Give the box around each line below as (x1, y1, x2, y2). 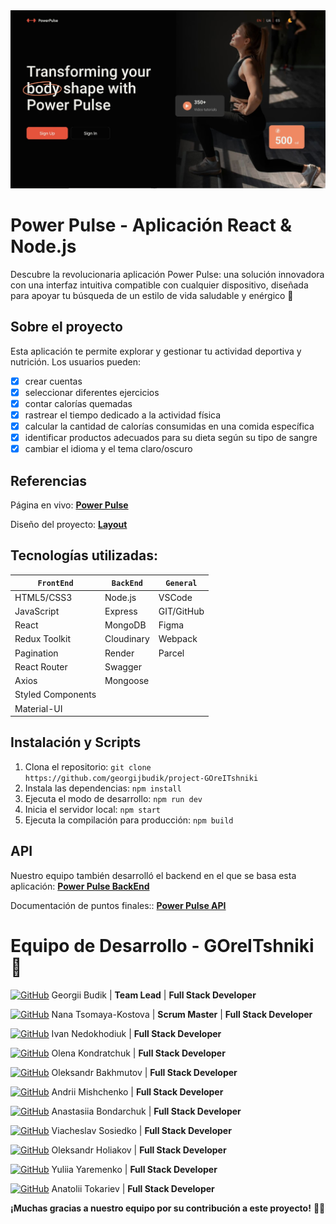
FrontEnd (37, 579, 74, 589)
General (165, 579, 198, 589)
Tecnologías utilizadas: (10, 547, 158, 564)
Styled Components (14, 689, 97, 701)
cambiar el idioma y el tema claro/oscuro (24, 443, 193, 455)
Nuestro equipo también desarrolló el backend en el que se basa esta (10, 869, 297, 881)
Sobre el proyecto (10, 319, 123, 336)
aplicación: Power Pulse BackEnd (10, 880, 150, 892)
